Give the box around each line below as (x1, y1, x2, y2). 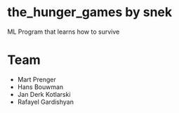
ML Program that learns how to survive (7, 27, 120, 36)
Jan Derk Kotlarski (17, 90, 72, 98)
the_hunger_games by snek (7, 4, 173, 20)
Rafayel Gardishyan (17, 98, 74, 106)
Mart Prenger (17, 75, 56, 84)
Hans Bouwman (17, 82, 64, 91)
